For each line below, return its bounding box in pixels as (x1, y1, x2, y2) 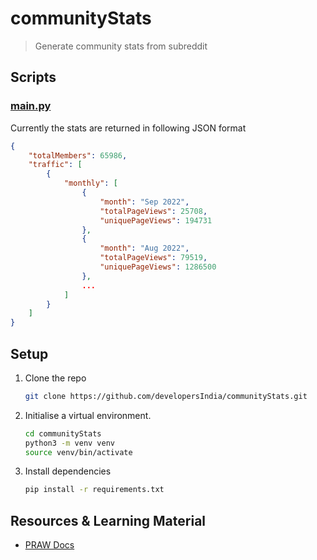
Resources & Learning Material (10, 512, 207, 529)
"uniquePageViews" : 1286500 (99, 262, 217, 272)
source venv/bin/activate (24, 447, 133, 457)
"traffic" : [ (28, 160, 83, 170)
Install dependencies (24, 465, 112, 477)
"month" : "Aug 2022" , (99, 243, 190, 254)
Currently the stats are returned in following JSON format (10, 122, 247, 134)
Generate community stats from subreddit (34, 40, 208, 52)
